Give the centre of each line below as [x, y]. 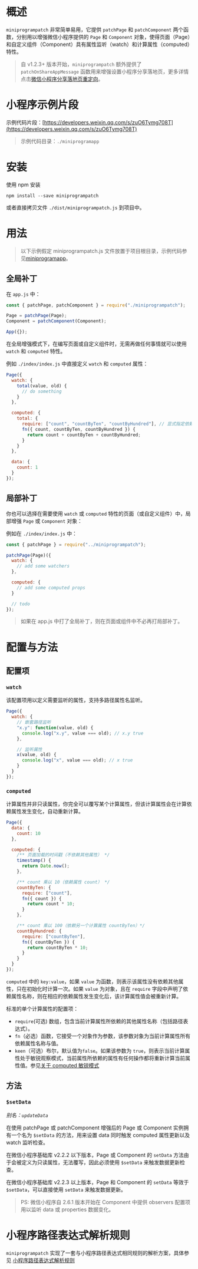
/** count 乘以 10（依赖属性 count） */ [63, 882]
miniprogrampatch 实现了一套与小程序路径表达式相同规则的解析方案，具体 [95, 1252]
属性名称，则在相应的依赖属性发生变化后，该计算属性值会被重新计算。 [96, 996]
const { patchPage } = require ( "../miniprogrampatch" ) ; [76, 545]
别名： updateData [27, 1115]
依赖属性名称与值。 [38, 1043]
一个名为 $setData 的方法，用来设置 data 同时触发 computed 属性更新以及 [100, 1135]
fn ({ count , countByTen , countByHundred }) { [78, 429]
